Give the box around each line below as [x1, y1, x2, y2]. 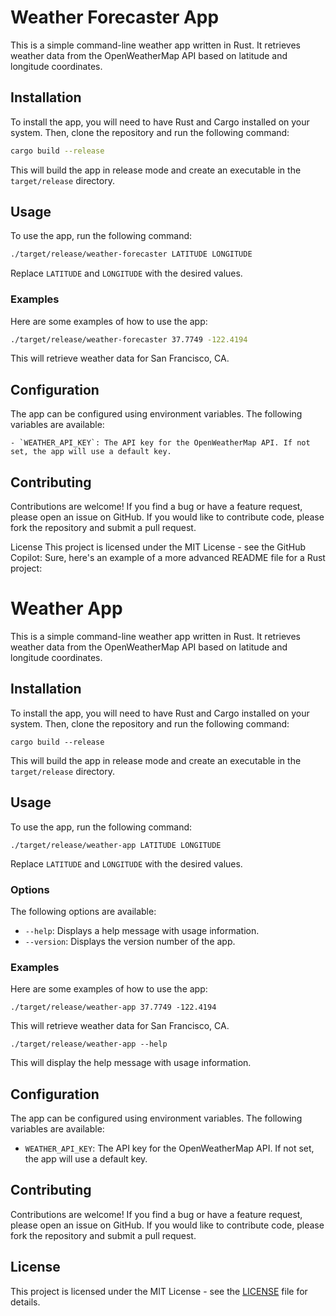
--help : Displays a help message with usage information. [24, 924, 260, 936]
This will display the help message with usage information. [10, 1057, 252, 1069]
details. [10, 1296, 41, 1308]
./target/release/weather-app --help [10, 1039, 168, 1050]
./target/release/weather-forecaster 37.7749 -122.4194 [10, 334, 248, 345]
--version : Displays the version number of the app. [24, 935, 236, 947]
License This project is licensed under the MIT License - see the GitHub [10, 541, 307, 553]
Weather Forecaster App [10, 6, 220, 29]
